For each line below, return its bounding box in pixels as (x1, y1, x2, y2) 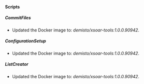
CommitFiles (5, 15, 31, 21)
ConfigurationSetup (5, 38, 46, 44)
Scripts (5, 4, 20, 10)
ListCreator (5, 61, 29, 67)
